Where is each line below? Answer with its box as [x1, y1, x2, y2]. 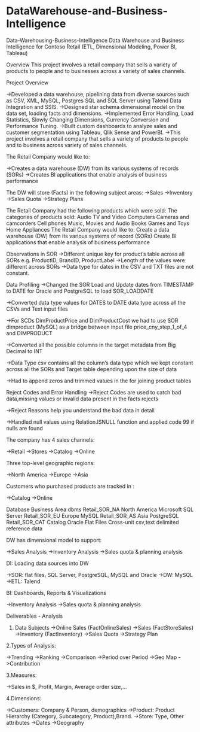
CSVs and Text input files [6, 305, 68, 312]
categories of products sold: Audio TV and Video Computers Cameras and [6, 213, 189, 220]
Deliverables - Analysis [6, 612, 63, 619]
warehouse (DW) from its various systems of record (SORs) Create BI [6, 232, 177, 239]
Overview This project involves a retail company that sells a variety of [6, 61, 177, 68]
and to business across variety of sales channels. [6, 141, 128, 148]
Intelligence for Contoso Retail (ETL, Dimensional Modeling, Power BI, [6, 43, 177, 50]
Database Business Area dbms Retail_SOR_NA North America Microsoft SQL [6, 506, 194, 513]
